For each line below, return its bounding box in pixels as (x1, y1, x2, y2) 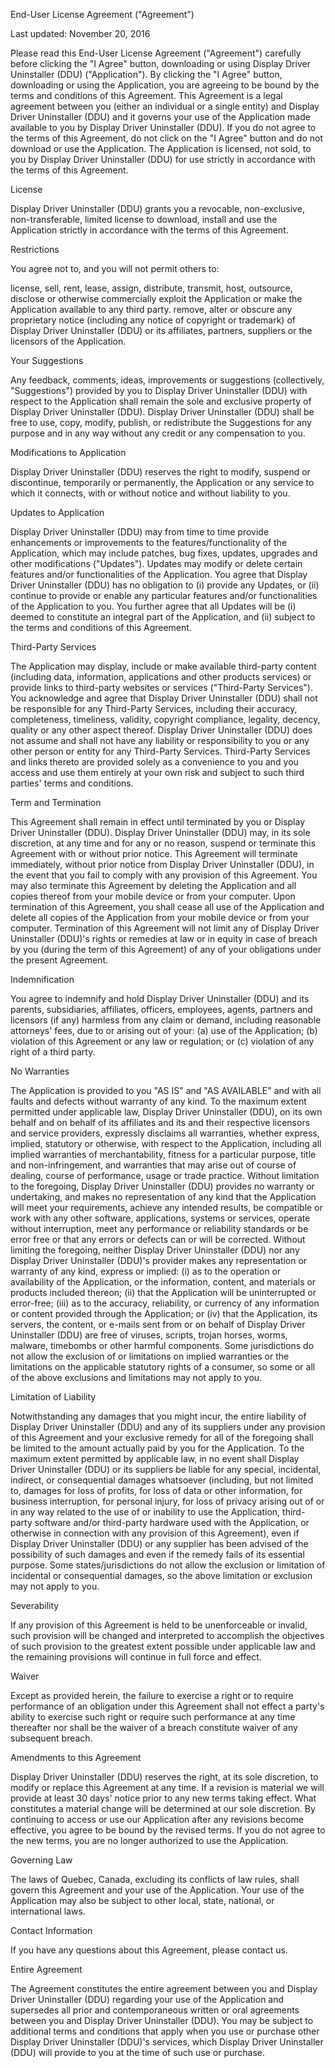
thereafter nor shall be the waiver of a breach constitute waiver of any (10, 1722, 298, 1733)
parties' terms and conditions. (10, 777, 134, 789)
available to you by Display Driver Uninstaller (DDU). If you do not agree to (10, 122, 317, 133)
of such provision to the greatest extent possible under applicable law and (10, 1640, 316, 1652)
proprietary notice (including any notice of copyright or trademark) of (10, 314, 296, 326)
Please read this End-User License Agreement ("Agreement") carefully (10, 47, 302, 59)
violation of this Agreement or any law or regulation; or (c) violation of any (10, 1035, 315, 1047)
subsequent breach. (10, 1732, 93, 1744)
